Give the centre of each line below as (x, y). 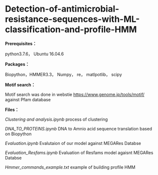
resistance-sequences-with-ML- (72, 19)
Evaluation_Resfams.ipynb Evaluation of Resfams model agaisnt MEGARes (79, 152)
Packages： (17, 64)
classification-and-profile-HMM (71, 30)
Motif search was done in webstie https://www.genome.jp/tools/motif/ (75, 94)
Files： (12, 110)
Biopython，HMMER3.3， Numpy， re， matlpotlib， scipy (64, 74)
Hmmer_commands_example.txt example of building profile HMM (70, 167)
